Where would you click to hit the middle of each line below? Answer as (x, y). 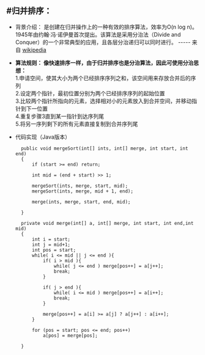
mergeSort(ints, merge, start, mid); (80, 186)
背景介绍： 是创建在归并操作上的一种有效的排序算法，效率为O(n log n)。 (106, 27)
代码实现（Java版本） (43, 137)
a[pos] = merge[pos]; (70, 335)
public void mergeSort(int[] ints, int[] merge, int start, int (105, 148)
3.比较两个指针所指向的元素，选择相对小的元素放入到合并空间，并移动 (103, 101)
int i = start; (51, 239)
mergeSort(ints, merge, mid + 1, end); (82, 191)
